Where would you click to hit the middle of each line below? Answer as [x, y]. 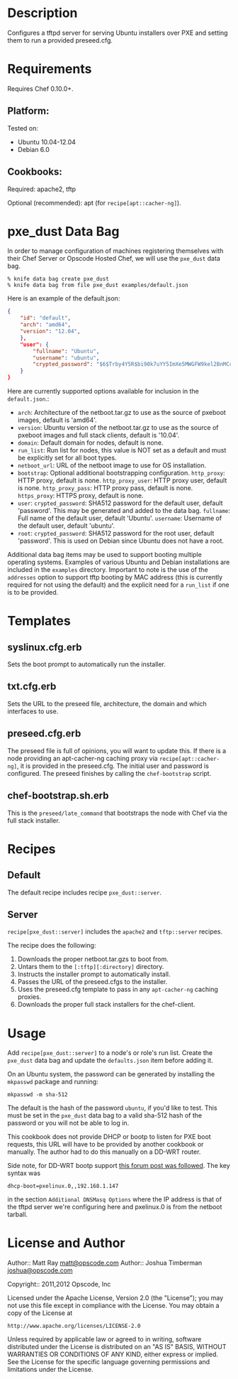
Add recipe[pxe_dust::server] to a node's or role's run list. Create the [110, 1053]
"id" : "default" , [46, 318]
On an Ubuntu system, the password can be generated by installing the [111, 1074]
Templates [39, 621]
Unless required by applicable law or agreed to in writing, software [104, 1339]
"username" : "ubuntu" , [66, 358]
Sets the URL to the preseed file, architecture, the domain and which [107, 703]
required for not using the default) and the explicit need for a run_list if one [118, 585]
